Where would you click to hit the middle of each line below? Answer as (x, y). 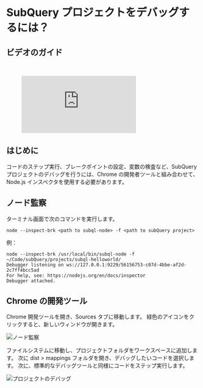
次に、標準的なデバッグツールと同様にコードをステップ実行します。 (103, 366)
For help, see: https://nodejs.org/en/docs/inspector (76, 276)
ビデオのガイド (34, 52)
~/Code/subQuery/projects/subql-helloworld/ (64, 259)
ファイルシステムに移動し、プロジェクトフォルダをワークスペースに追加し (99, 350)
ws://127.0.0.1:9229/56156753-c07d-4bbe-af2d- (126, 265)
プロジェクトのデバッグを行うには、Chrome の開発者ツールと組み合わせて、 (102, 174)
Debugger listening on (35, 265)
